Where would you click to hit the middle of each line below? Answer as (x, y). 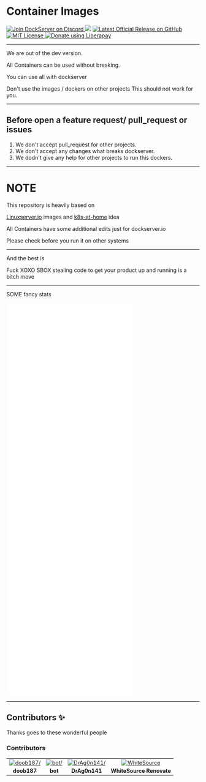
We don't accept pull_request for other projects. (76, 145)
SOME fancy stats (29, 294)
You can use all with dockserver (47, 77)
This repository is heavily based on (51, 205)
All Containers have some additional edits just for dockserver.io (86, 228)
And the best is (25, 258)
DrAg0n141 (87, 770)
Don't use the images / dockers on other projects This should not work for (100, 88)
